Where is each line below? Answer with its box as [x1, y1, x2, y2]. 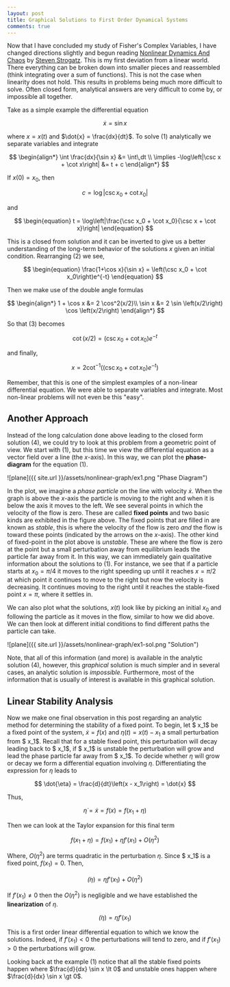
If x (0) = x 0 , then [7, 174, 55, 184]
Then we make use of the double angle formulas [7, 285, 144, 294]
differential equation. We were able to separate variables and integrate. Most [7, 385, 223, 394]
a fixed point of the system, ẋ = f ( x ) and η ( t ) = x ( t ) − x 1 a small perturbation [7, 728, 219, 738]
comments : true [7, 23, 51, 29]
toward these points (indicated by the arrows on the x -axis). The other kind [7, 530, 219, 538]
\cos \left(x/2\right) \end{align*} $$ [65, 306, 165, 314]
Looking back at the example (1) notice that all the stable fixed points [7, 958, 201, 966]
